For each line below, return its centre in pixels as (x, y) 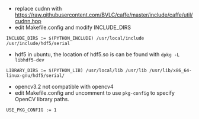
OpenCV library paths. (42, 99)
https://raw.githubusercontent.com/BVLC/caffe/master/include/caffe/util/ (104, 15)
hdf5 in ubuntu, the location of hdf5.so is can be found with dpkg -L (97, 54)
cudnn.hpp (28, 21)
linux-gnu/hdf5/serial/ (36, 76)
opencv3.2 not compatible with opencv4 (64, 86)
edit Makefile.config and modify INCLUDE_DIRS (73, 27)
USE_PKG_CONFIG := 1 (32, 110)
